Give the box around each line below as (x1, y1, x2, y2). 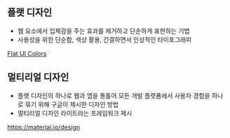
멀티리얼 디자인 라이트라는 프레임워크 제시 (17, 109, 133, 117)
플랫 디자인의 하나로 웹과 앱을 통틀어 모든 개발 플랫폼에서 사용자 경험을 (17, 91, 210, 99)
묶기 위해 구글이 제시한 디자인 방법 (25, 100, 119, 109)
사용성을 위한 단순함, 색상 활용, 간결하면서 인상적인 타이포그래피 (17, 35, 192, 43)
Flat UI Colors (7, 49, 47, 57)
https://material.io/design (7, 123, 81, 131)
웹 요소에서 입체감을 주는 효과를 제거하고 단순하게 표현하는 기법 (17, 27, 190, 35)
